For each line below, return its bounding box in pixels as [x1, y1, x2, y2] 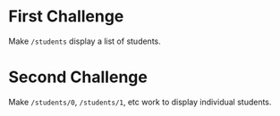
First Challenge [8, 6, 124, 27]
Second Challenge [8, 67, 148, 87]
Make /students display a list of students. [8, 36, 162, 46]
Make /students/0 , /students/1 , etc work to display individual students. [8, 96, 272, 107]
